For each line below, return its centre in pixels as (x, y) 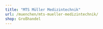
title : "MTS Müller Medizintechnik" (43, 10)
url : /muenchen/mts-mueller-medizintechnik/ (52, 14)
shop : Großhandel (23, 19)
